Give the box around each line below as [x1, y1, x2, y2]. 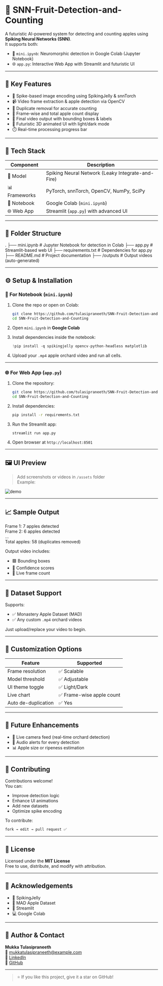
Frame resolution [7, 668, 46, 674]
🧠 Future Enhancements [5, 721, 79, 729]
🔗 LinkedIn [5, 954, 26, 960]
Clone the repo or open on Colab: [12, 302, 79, 308]
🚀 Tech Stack [5, 147, 46, 155]
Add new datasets [12, 803, 49, 809]
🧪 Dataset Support [5, 589, 62, 597]
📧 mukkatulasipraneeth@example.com [5, 949, 82, 955]
